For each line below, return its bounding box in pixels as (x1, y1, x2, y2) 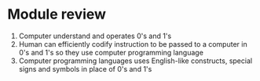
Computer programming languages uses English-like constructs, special (18, 56, 253, 65)
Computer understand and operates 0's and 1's (18, 31, 172, 40)
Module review (7, 5, 107, 23)
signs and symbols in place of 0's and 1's (18, 64, 152, 73)
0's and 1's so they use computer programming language (18, 48, 203, 57)
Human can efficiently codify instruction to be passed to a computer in (18, 39, 248, 48)
